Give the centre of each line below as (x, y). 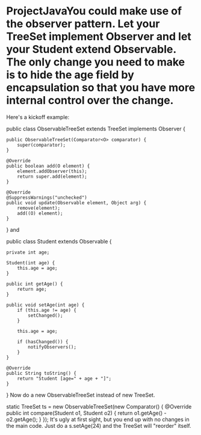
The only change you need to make (96, 62)
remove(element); (39, 208)
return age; (32, 289)
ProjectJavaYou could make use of (94, 11)
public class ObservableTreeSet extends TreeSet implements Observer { (96, 129)
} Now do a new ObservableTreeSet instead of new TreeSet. (81, 395)
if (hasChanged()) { (43, 342)
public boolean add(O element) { (48, 166)
